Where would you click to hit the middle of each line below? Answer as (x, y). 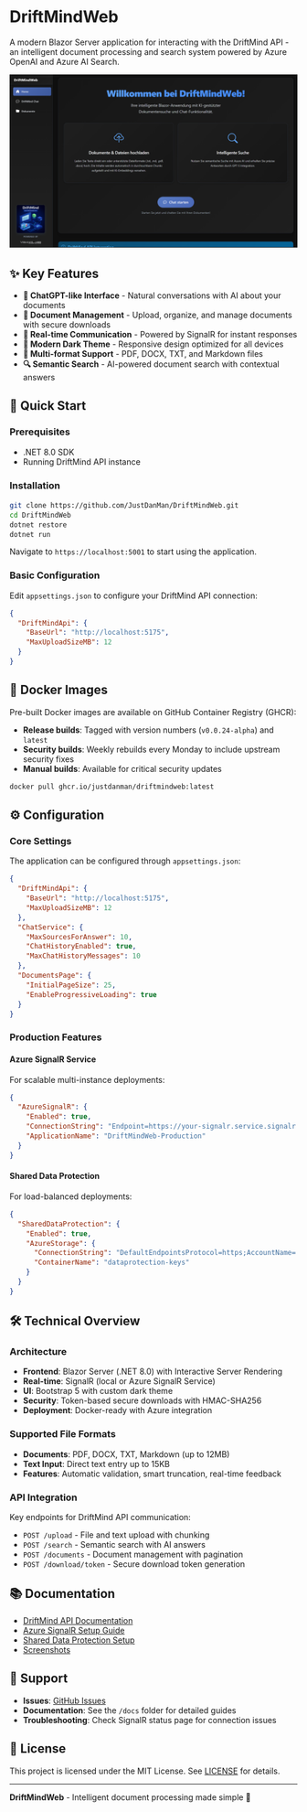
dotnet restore (38, 525)
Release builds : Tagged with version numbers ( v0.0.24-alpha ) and (148, 730)
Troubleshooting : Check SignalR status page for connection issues (149, 1720)
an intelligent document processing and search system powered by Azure (148, 51)
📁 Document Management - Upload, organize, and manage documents (157, 315)
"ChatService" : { (51, 927)
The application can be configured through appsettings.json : (125, 861)
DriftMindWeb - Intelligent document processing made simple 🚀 (130, 1797)
